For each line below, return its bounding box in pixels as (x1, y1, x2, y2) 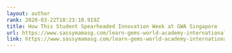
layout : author (6, 10, 51, 17)
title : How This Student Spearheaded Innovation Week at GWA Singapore (6, 23, 217, 30)
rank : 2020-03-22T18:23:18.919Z (6, 17, 100, 23)
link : (6, 36, 22, 43)
